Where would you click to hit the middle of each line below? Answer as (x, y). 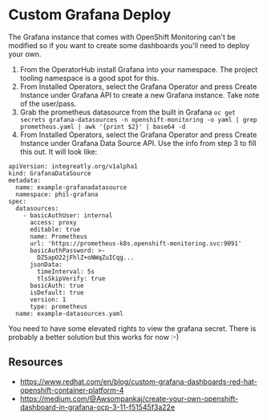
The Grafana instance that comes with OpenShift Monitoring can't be (122, 37)
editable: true (55, 229)
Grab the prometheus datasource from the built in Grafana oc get (128, 112)
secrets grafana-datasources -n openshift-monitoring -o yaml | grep (139, 119)
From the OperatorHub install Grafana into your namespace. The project (139, 69)
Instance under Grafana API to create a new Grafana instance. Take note (140, 95)
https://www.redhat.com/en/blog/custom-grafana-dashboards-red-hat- (139, 382)
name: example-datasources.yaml (70, 313)
